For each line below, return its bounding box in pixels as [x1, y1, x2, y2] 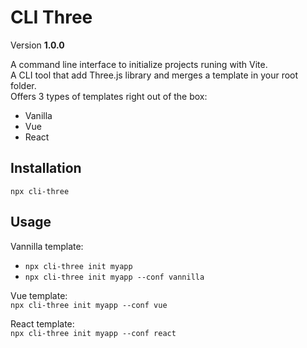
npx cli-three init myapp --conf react [10, 328, 177, 338]
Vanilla [24, 109, 53, 121]
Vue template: [10, 289, 68, 301]
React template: [10, 317, 75, 330]
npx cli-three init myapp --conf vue [10, 300, 168, 310]
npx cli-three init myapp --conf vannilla [24, 272, 205, 282]
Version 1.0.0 [10, 39, 65, 51]
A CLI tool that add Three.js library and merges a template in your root [10, 69, 299, 81]
